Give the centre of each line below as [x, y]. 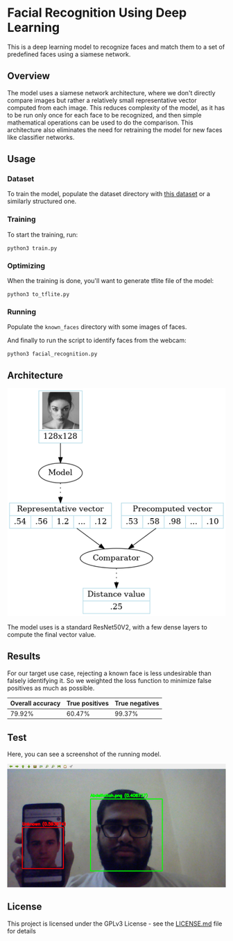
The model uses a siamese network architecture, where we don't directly [112, 93]
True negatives [137, 703]
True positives [87, 703]
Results [24, 656]
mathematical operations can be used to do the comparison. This [100, 122]
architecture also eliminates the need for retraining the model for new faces [115, 129]
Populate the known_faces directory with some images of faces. [97, 327]
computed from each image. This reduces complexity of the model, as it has [116, 107]
